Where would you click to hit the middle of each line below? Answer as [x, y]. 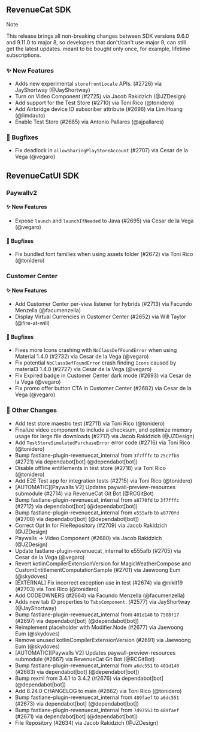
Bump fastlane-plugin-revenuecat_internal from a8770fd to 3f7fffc [97, 499]
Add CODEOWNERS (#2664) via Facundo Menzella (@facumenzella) [100, 595]
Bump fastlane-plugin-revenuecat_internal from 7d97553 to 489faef [97, 710]
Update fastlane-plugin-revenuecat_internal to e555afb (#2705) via [98, 550]
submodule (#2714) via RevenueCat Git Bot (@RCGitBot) [84, 493]
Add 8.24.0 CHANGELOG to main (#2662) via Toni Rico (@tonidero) [98, 691]
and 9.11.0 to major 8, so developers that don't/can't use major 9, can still [96, 42]
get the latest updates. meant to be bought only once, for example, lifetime [98, 49]
